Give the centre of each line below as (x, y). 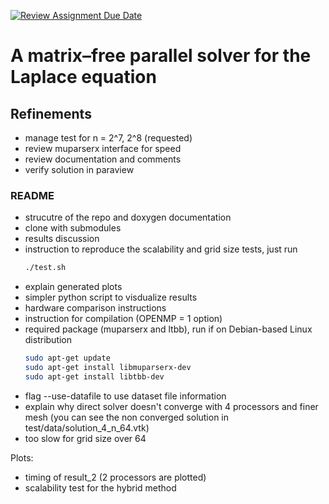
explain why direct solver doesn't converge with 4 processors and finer (171, 406)
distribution (48, 340)
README (32, 195)
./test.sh (45, 268)
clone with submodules (73, 228)
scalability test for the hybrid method (100, 487)
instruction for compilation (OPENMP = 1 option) (123, 319)
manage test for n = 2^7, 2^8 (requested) (108, 138)
